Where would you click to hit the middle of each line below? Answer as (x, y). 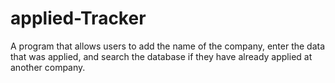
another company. (48, 67)
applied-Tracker (78, 18)
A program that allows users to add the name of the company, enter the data (168, 46)
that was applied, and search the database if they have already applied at (161, 56)
